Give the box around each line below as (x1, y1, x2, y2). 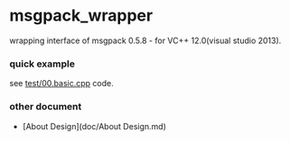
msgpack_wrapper (9, 5, 154, 26)
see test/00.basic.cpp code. (9, 78, 115, 89)
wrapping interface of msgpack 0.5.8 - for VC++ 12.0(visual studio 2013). (9, 35, 282, 46)
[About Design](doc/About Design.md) (22, 120, 167, 131)
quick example (9, 57, 75, 70)
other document (9, 101, 82, 113)
